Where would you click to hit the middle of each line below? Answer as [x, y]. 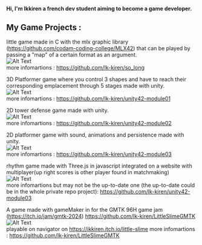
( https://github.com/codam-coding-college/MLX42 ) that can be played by [98, 48]
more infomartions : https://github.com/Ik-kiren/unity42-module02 [89, 123]
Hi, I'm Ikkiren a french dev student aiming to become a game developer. [99, 8]
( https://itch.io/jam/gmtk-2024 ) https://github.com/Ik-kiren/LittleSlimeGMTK [101, 216]
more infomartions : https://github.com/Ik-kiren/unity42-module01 [89, 99]
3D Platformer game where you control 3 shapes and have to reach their [96, 79]
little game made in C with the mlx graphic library [67, 42]
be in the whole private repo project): [52, 192]
